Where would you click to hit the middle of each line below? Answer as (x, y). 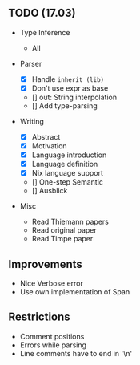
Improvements (45, 264)
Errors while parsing (53, 345)
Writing (32, 121)
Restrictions (39, 317)
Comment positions (52, 336)
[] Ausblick (50, 191)
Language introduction (69, 155)
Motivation (49, 146)
